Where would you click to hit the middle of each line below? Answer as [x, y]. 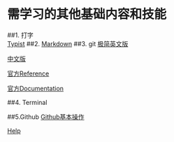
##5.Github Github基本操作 [46, 117]
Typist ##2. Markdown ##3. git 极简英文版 [68, 43]
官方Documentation [36, 88]
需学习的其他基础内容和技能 [87, 14]
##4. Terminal [27, 102]
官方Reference [28, 73]
